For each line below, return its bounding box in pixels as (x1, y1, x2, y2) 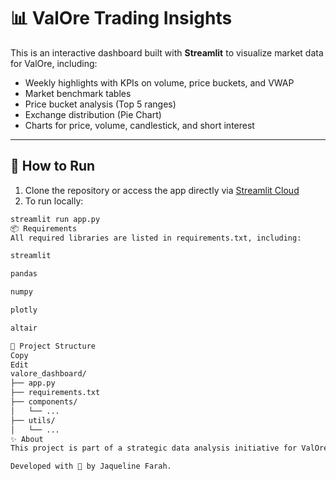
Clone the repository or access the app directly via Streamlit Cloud (24, 184, 300, 196)
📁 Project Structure (10, 341, 97, 351)
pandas (10, 269, 38, 279)
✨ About (10, 434, 44, 444)
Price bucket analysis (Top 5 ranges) (24, 98, 177, 110)
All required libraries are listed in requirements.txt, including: (10, 233, 302, 243)
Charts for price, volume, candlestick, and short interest (24, 119, 255, 131)
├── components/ (10, 397, 78, 407)
